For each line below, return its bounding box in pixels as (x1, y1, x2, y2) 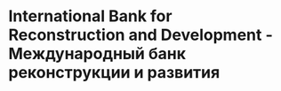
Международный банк (8, 44, 186, 64)
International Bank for (8, 6, 173, 27)
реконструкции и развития (8, 63, 221, 83)
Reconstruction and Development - (8, 25, 273, 45)
